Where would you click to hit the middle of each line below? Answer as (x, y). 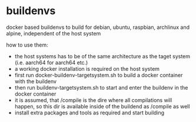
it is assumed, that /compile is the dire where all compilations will (93, 100)
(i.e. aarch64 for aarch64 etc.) (51, 62)
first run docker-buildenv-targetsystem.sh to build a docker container (99, 75)
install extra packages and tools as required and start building (89, 113)
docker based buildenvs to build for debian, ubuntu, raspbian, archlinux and (98, 27)
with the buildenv (36, 81)
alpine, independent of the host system (54, 33)
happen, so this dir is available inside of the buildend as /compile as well (102, 106)
